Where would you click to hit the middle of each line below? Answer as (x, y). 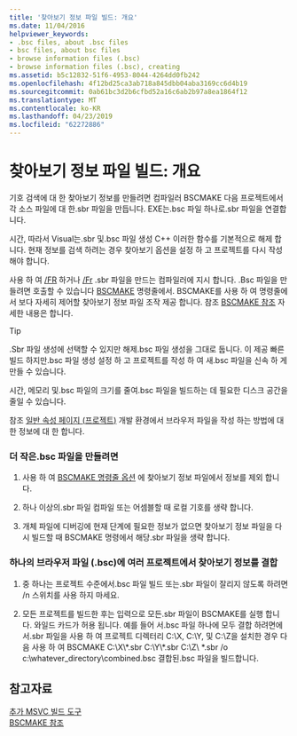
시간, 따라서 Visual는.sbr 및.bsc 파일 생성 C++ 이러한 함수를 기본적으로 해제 (141, 238)
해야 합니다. (30, 261)
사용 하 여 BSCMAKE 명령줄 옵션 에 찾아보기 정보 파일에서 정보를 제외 (142, 478)
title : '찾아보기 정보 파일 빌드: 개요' (74, 17)
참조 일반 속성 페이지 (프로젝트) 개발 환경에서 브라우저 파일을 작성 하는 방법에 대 (147, 420)
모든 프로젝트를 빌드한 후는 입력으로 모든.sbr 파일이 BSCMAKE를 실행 (143, 613)
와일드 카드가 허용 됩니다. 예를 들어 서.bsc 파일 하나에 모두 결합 (143, 625)
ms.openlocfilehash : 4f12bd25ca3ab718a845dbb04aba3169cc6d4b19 (129, 83)
